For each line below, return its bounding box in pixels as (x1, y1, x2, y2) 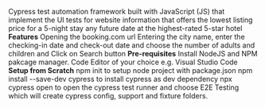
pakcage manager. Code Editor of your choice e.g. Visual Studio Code (8, 57, 239, 67)
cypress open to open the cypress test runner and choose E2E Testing (8, 83, 240, 92)
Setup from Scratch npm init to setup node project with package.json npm (8, 66, 253, 75)
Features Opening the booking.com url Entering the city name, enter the (8, 32, 245, 41)
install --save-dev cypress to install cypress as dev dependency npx (8, 75, 232, 83)
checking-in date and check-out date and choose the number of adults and (8, 40, 255, 50)
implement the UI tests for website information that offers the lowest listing (8, 15, 253, 25)
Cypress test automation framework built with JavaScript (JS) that (8, 7, 225, 16)
